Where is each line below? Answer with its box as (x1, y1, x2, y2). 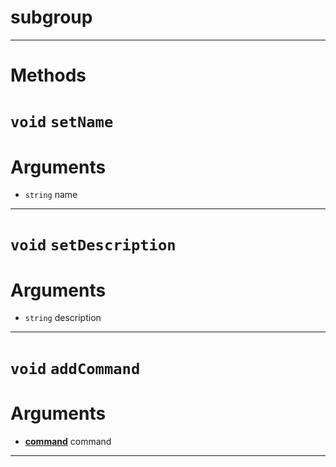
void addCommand (10, 359, 141, 378)
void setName (10, 113, 114, 132)
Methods (10, 64, 87, 87)
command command (24, 435, 112, 447)
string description (24, 312, 102, 324)
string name (24, 189, 78, 201)
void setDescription (10, 236, 177, 255)
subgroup (10, 6, 93, 29)
